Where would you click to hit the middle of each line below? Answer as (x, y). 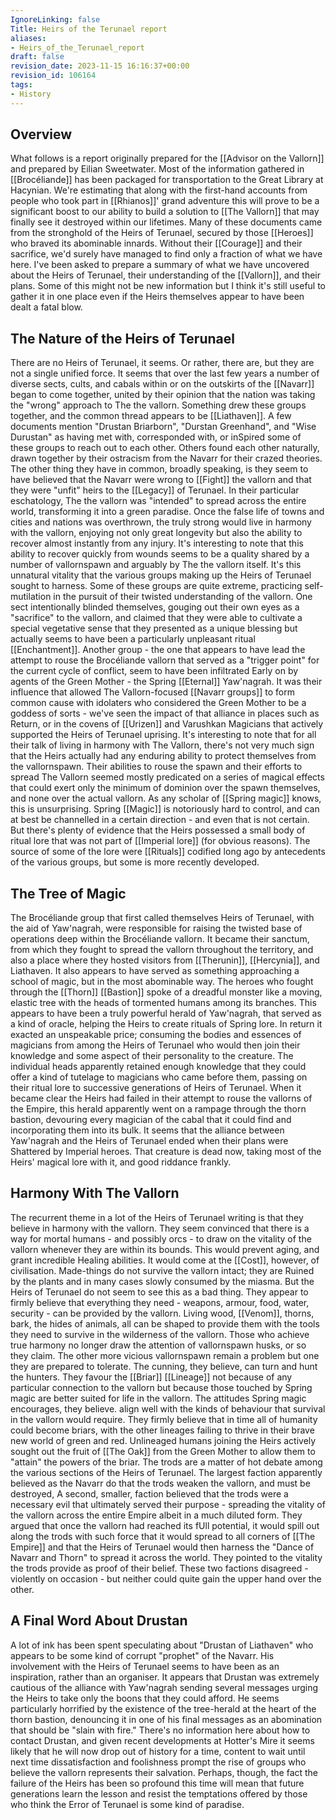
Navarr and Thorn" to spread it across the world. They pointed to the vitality (166, 1557)
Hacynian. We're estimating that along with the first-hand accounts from (159, 190)
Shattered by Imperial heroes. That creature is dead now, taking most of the (166, 1152)
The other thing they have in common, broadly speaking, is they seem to (159, 469)
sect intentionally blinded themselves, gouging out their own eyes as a (155, 607)
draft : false (37, 57)
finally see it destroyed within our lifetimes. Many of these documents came (166, 222)
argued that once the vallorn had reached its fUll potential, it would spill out (165, 1525)
